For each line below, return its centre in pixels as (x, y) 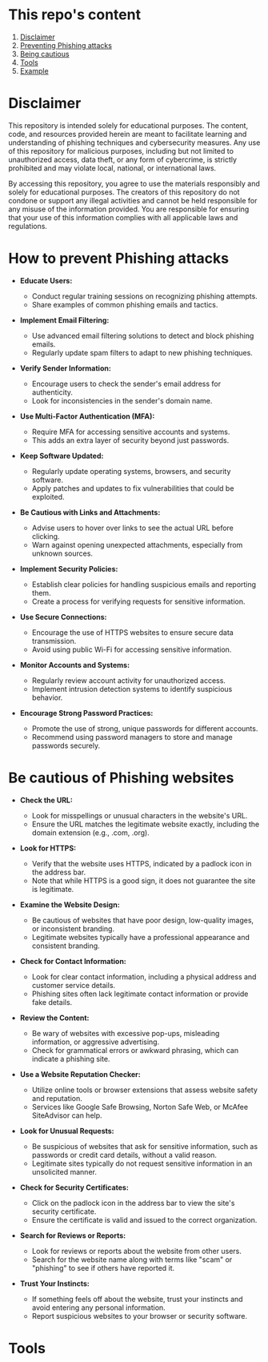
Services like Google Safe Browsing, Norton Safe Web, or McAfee (140, 1107)
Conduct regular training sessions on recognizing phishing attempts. (144, 296)
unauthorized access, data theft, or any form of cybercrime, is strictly (123, 159)
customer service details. (74, 985)
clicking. (46, 536)
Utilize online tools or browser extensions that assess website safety (145, 1090)
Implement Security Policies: (69, 569)
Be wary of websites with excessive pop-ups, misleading (126, 1033)
